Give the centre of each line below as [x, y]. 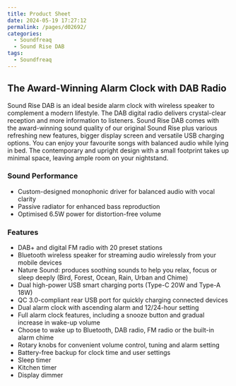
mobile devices [40, 263]
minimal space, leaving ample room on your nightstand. [88, 158]
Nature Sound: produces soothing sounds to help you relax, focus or [117, 270]
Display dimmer [40, 375]
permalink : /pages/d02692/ [47, 27]
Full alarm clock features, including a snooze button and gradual [111, 315]
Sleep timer [34, 360]
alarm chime [36, 338]
